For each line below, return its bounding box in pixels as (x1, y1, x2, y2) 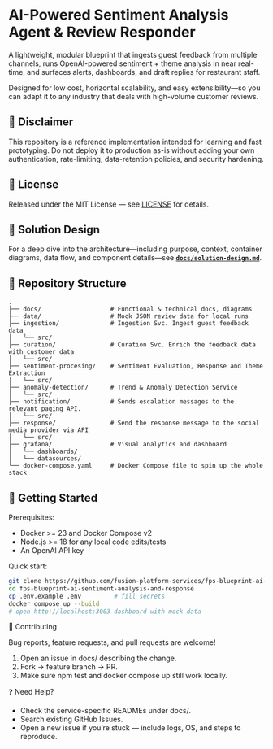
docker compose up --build (8, 599, 100, 607)
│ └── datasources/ (8, 455, 82, 463)
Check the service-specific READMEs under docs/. (19, 706, 191, 716)
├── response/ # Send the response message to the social (8, 419, 260, 428)
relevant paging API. (8, 405, 82, 413)
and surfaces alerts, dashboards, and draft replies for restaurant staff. (27, 67, 261, 76)
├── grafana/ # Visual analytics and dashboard (8, 441, 227, 449)
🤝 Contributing (8, 622, 58, 632)
